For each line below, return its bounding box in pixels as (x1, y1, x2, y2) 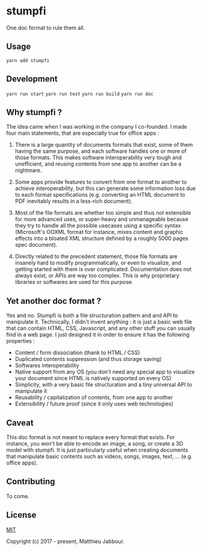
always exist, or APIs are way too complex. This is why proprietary (14, 272, 180, 279)
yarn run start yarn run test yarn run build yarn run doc (6, 91, 154, 97)
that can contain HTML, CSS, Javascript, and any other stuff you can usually (6, 325, 195, 332)
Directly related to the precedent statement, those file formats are (14, 253, 178, 260)
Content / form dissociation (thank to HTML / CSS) (14, 349, 140, 356)
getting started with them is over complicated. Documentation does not (14, 266, 192, 273)
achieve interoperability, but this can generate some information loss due (14, 185, 196, 192)
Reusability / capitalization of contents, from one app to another (14, 394, 173, 401)
